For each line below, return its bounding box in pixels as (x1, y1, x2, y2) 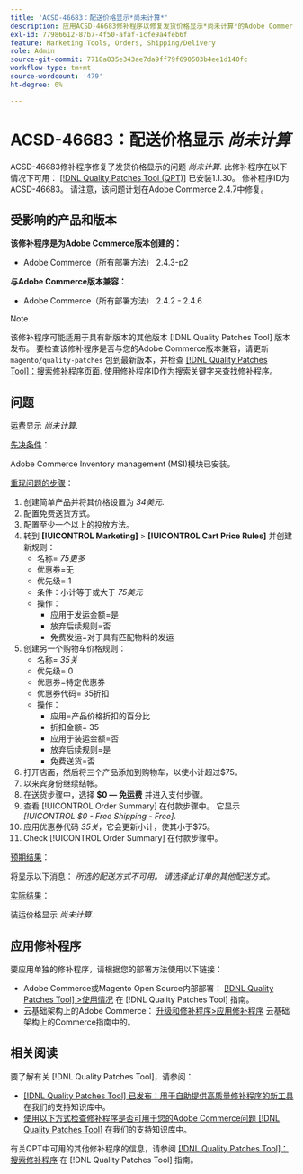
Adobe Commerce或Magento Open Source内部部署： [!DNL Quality (22, 983, 274, 993)
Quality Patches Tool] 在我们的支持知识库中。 (22, 1124, 192, 1134)
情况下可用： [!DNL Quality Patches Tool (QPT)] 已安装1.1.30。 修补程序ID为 (10, 172, 290, 183)
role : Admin (10, 47, 55, 56)
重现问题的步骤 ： (10, 478, 74, 489)
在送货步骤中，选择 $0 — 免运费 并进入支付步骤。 (22, 790, 208, 800)
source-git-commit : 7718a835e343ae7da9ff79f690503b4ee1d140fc (10, 55, 248, 64)
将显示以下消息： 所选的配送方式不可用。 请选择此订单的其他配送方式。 (10, 871, 275, 882)
